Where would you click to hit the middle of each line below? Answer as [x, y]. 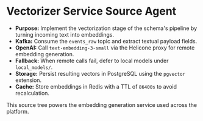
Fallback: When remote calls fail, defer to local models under [92, 61]
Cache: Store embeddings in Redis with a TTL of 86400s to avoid [96, 86]
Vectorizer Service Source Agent [91, 11]
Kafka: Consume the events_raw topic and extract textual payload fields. [106, 41]
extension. [28, 80]
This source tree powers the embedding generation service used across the [101, 105]
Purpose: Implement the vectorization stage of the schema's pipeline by [106, 28]
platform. [18, 111]
